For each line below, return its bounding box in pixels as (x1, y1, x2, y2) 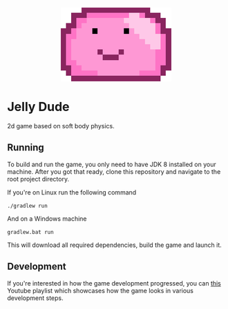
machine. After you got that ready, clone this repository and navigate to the (7, 167, 221, 176)
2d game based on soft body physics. (7, 121, 115, 130)
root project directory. (7, 175, 70, 183)
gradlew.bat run (7, 228, 54, 235)
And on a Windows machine (7, 215, 88, 223)
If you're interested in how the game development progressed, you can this (7, 279, 221, 287)
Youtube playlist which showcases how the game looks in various (7, 286, 193, 295)
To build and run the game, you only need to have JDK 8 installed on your (7, 160, 216, 168)
